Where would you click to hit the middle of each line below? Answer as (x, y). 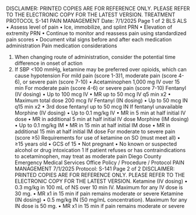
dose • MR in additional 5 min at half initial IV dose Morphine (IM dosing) (101, 119)
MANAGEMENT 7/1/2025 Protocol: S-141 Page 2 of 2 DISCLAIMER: (94, 169)
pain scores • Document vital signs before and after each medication (89, 39)
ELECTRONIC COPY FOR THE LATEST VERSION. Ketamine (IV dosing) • (101, 181)
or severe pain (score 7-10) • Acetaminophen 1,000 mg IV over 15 (101, 82)
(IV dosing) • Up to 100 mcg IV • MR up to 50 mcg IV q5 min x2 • (92, 94)
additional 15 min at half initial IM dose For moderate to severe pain (95, 131)
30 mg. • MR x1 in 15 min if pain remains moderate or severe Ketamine (99, 193)
